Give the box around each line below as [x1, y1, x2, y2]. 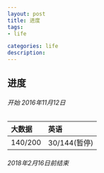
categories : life [7, 43, 59, 50]
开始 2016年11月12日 [7, 98, 66, 107]
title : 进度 [7, 17, 40, 24]
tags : [7, 23, 23, 30]
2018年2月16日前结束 [7, 159, 69, 167]
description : [7, 49, 46, 56]
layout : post [7, 10, 46, 18]
